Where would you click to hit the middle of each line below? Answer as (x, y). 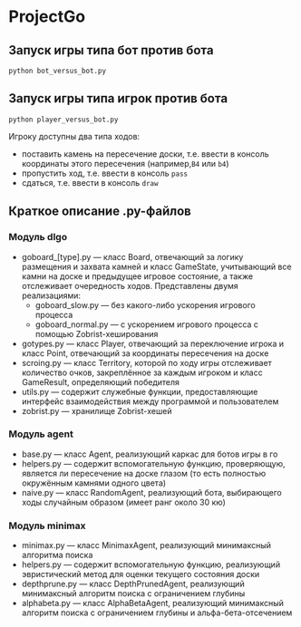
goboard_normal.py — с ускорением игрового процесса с (147, 324)
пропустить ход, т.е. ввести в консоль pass (104, 173)
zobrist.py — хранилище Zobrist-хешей (97, 410)
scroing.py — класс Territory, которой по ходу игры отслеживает (147, 362)
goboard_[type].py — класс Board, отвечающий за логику (132, 256)
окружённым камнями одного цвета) (94, 483)
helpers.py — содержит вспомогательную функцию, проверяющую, (153, 463)
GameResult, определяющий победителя (101, 381)
